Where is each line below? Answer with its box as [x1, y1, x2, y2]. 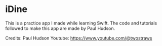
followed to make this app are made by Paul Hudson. [5, 25, 115, 31]
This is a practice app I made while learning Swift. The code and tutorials [5, 20, 157, 26]
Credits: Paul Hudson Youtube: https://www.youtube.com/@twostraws [5, 35, 152, 41]
